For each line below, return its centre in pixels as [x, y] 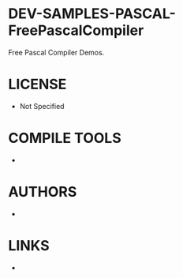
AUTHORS [43, 192]
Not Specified [42, 106]
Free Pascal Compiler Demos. [56, 52]
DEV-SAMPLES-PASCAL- [92, 14]
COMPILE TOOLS [65, 138]
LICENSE [37, 85]
